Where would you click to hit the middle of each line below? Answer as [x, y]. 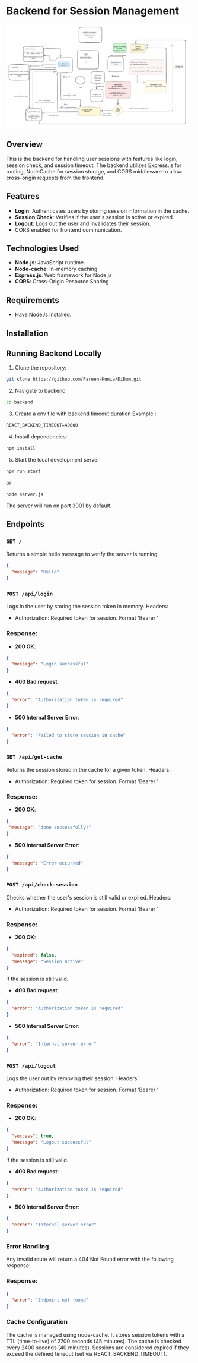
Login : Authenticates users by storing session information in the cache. [102, 211]
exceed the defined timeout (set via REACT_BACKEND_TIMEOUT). [87, 1353]
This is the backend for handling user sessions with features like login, [92, 159]
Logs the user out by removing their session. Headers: [73, 1078]
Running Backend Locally [54, 354]
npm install [21, 449]
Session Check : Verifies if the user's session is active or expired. [94, 217]
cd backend [20, 402]
